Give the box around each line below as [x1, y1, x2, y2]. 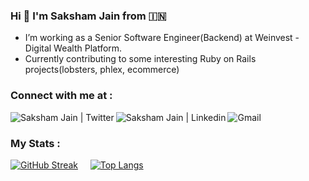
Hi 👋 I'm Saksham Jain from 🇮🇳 [10, 9, 167, 23]
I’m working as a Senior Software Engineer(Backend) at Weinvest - [24, 32, 300, 44]
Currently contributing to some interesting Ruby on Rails [24, 53, 257, 65]
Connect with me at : [10, 89, 113, 103]
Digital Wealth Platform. [24, 42, 123, 54]
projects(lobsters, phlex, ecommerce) [24, 64, 180, 76]
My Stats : [10, 136, 61, 150]
